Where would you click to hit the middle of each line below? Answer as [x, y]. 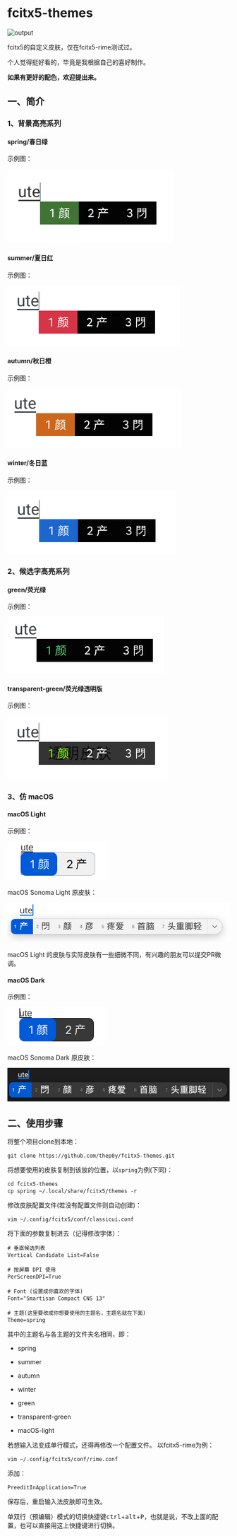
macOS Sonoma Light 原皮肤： [52, 892]
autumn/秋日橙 [29, 361]
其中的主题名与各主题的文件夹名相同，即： [69, 1335]
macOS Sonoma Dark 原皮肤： [52, 1057]
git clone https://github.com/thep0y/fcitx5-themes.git [91, 1156]
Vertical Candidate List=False [53, 1255]
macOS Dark [26, 980]
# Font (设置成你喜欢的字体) [45, 1291]
